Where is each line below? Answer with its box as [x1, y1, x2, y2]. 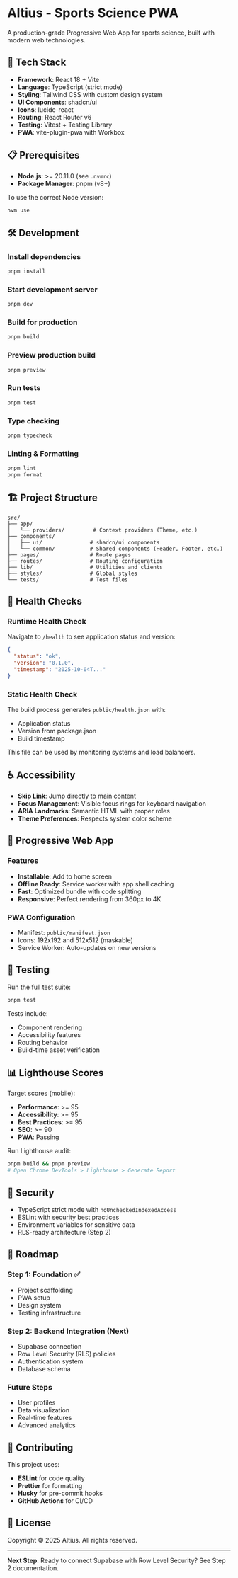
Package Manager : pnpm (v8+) [17, 179, 111, 188]
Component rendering [17, 1023, 83, 1031]
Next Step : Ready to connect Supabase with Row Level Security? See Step [7, 1556, 226, 1565]
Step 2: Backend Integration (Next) [7, 1326, 130, 1336]
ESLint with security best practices [17, 1213, 120, 1221]
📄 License [7, 1517, 52, 1529]
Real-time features [17, 1414, 72, 1422]
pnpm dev [7, 301, 33, 308]
